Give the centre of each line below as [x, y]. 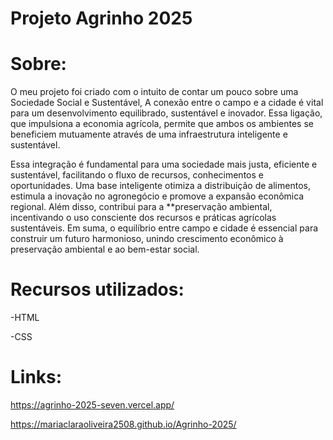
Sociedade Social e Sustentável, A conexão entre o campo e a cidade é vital [167, 103]
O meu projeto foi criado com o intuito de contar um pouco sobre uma [154, 92]
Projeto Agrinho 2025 [101, 18]
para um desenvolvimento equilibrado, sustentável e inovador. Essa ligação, [166, 113]
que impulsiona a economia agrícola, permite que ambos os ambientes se [162, 124]
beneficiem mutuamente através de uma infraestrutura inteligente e [149, 134]
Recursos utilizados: [97, 289]
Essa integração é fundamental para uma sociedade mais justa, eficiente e [164, 164]
